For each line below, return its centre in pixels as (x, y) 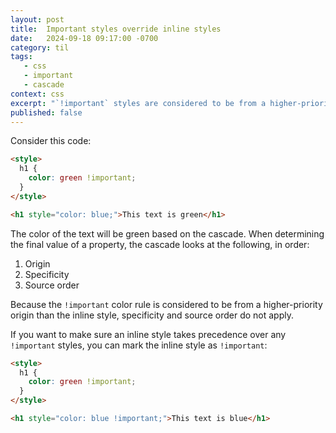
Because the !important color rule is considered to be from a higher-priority (166, 304)
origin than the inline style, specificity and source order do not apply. (152, 315)
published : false (46, 112)
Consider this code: (51, 141)
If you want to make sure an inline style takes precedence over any (148, 334)
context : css (37, 94)
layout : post (37, 19)
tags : (21, 57)
